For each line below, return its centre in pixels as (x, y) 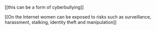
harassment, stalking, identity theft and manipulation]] (61, 22)
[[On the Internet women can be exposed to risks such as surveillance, (78, 17)
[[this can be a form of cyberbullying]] (44, 7)
